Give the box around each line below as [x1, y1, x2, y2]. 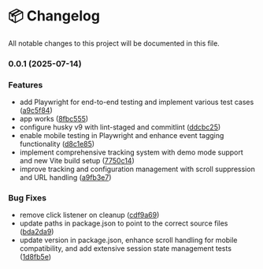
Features [8, 79, 43, 90]
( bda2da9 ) [19, 227, 54, 237]
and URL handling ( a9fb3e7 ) [19, 173, 112, 182]
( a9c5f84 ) [19, 106, 53, 115]
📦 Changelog [8, 7, 101, 25]
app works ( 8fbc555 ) [19, 114, 89, 124]
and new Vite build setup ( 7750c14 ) [19, 156, 135, 166]
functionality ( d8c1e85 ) [19, 140, 95, 149]
